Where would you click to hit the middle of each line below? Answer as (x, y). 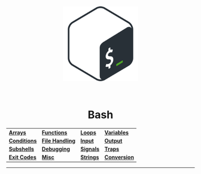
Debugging (56, 149)
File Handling (59, 141)
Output (113, 141)
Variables (117, 132)
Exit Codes (23, 157)
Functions (54, 132)
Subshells (22, 149)
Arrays (17, 132)
